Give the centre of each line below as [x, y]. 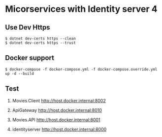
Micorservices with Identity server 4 [81, 9]
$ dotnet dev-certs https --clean [41, 38]
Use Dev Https [28, 27]
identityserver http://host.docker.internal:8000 [59, 129]
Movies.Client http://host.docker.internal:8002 [59, 101]
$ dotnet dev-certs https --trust [41, 43]
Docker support [30, 58]
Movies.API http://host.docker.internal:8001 [56, 120]
